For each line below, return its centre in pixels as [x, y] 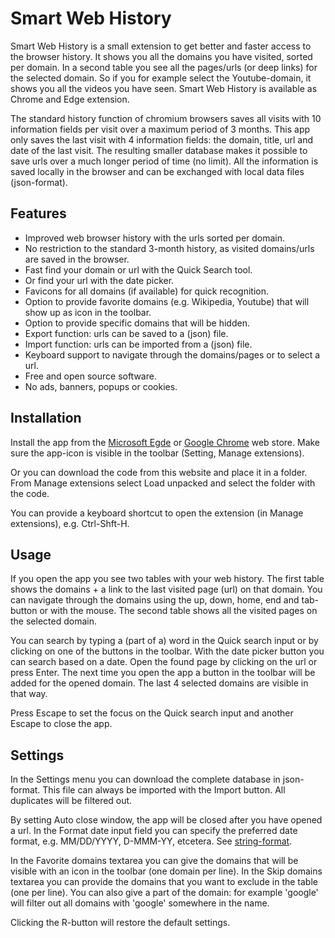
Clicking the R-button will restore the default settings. [120, 923]
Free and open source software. [90, 376]
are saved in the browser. [77, 259]
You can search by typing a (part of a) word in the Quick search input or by [164, 641]
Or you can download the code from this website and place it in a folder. [159, 472]
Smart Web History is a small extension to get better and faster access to [161, 46]
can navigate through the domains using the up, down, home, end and [155, 600]
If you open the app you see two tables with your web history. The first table [167, 579]
